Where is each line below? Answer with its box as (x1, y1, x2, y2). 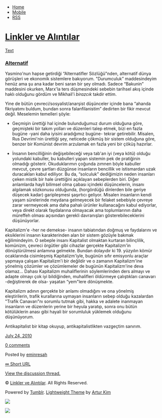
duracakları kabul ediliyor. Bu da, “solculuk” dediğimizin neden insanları (12, 171, 155, 177)
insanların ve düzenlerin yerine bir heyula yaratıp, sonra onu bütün (5, 304, 137, 310)
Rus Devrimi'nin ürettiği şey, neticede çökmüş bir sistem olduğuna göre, (12, 136, 156, 142)
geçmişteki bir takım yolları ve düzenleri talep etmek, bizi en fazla (12, 126, 143, 132)
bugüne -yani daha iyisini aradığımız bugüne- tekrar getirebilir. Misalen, (12, 131, 155, 137)
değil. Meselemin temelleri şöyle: (5, 111, 71, 117)
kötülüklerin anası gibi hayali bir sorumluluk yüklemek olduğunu (5, 309, 132, 315)
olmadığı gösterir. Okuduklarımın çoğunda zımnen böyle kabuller (12, 161, 141, 167)
